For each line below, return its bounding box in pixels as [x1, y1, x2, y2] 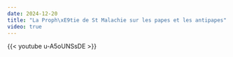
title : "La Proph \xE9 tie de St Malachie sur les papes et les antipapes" [7, 17, 227, 24]
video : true [7, 23, 42, 30]
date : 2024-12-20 [7, 10, 58, 17]
